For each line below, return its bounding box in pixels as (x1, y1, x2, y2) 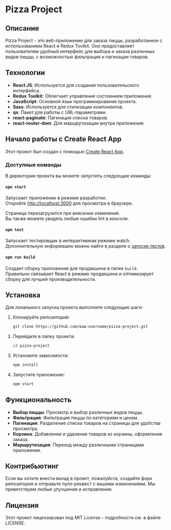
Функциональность (5, 396, 72, 404)
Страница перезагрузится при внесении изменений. (5, 210, 120, 216)
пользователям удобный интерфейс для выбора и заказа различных (5, 49, 155, 54)
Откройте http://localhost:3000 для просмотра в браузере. (5, 200, 133, 206)
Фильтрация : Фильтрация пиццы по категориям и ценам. (12, 415, 139, 421)
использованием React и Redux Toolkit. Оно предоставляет (5, 43, 134, 49)
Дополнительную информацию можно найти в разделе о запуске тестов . (5, 243, 166, 249)
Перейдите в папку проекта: (12, 333, 75, 340)
